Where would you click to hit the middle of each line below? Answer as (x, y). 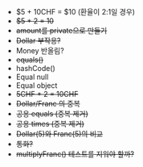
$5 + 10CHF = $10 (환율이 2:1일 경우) (75, 12)
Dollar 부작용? (38, 40)
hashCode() (36, 68)
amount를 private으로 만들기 (61, 30)
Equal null (32, 77)
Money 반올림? (40, 50)
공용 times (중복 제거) (50, 124)
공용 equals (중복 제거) (52, 114)
